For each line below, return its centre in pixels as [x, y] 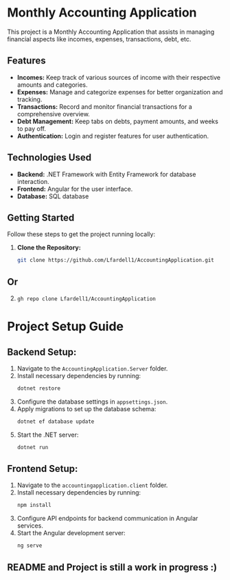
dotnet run [33, 447]
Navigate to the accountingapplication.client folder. [92, 485]
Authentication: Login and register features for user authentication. [113, 136]
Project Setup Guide [66, 327]
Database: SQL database [53, 196]
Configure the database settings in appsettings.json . [92, 402]
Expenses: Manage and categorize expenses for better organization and [120, 92]
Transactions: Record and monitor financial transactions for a [104, 106]
